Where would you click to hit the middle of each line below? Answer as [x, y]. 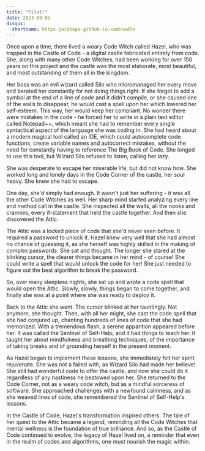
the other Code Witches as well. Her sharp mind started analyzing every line [102, 199]
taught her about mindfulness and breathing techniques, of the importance [100, 340]
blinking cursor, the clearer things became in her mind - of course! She [96, 257]
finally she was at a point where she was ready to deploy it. [81, 295]
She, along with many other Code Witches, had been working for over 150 [99, 60]
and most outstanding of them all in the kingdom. [68, 73]
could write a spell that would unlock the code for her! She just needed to [99, 264]
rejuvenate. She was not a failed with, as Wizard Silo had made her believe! [101, 364]
